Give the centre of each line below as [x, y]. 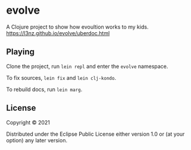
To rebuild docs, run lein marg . [44, 89]
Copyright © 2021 [28, 122]
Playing [20, 52]
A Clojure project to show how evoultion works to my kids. [77, 27]
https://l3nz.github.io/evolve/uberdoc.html [58, 33]
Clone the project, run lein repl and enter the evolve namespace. [87, 66]
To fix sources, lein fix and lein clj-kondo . [61, 77]
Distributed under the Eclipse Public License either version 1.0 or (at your [95, 134]
